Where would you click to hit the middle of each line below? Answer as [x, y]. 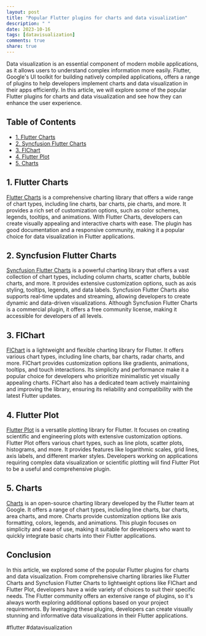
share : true [21, 47]
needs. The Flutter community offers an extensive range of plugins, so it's [100, 595]
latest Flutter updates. [34, 396]
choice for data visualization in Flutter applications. [71, 236]
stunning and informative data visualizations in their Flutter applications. [97, 615]
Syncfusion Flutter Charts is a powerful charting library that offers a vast [98, 270]
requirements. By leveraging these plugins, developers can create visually [100, 609]
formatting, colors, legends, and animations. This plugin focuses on [91, 522]
